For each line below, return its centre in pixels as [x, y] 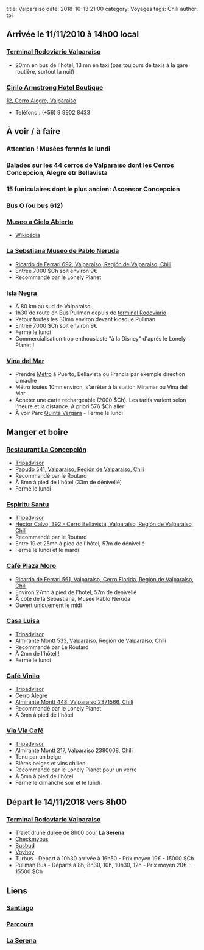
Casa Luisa [23, 621]
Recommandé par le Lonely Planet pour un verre [76, 770]
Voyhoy [25, 852]
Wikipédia [28, 235]
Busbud [25, 846]
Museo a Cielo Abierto [40, 222]
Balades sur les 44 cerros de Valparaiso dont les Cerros [90, 165]
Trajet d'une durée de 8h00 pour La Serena [70, 833]
